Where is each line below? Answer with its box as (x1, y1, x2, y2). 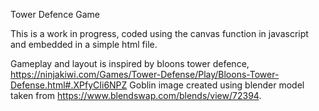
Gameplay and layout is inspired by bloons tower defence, (10, 58, 250, 69)
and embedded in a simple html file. (10, 39, 158, 50)
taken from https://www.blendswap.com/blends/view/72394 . (10, 90, 262, 101)
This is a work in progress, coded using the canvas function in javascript (10, 28, 309, 39)
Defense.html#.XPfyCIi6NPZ (10, 79, 128, 91)
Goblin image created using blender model (129, 79, 305, 91)
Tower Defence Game (10, 9, 100, 20)
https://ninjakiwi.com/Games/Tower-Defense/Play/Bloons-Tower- (10, 69, 280, 80)
